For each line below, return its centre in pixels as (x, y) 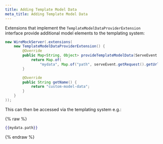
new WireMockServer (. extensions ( (39, 42)
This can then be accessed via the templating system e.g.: (63, 109)
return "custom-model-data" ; (60, 87)
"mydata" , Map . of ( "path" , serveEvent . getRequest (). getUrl (99, 64)
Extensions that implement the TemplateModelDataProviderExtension (73, 28)
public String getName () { (50, 82)
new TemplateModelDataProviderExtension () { (59, 47)
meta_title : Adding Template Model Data (47, 14)
